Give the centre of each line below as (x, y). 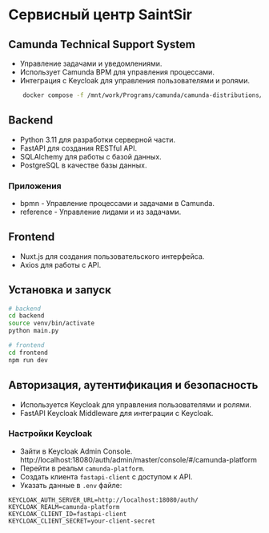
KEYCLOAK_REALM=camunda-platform (64, 507)
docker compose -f (53, 95)
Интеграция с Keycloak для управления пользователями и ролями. (135, 81)
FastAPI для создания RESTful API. (78, 148)
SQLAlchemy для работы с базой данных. (90, 156)
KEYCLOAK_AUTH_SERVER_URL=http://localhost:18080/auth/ (103, 500)
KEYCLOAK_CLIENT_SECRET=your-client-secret (82, 521)
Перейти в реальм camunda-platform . (82, 468)
